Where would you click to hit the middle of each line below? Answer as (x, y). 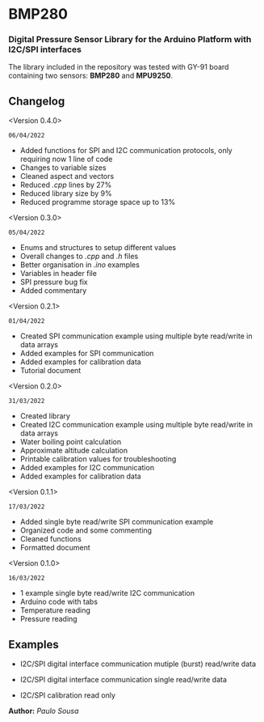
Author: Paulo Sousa (44, 711)
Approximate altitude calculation (73, 451)
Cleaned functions (51, 539)
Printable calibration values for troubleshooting (98, 459)
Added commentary (53, 291)
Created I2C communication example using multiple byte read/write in (136, 425)
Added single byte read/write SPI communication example (117, 522)
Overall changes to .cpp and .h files (79, 257)
